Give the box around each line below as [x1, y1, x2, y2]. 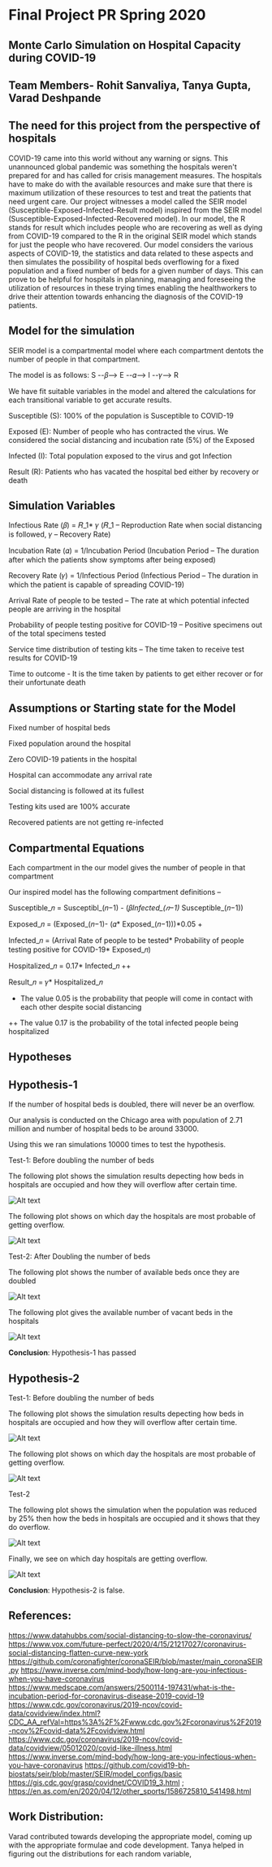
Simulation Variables [8, 498, 116, 512]
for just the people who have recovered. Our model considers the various [8, 239, 253, 249]
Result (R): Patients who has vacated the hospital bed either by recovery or [8, 467, 260, 476]
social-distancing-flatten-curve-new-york [8, 1647, 149, 1658]
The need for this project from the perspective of [8, 119, 261, 133]
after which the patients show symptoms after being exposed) [8, 555, 217, 565]
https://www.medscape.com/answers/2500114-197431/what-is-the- [8, 1682, 235, 1692]
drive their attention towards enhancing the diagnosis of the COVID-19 [8, 291, 244, 301]
